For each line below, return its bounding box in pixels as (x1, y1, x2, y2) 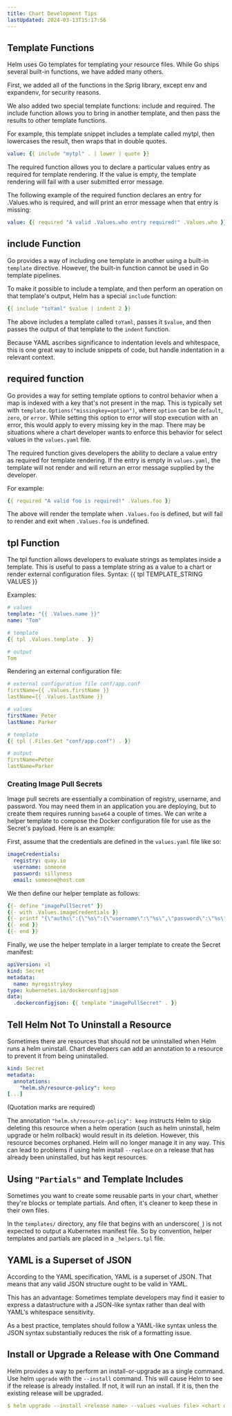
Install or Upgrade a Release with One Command (7, 1348, 220, 1360)
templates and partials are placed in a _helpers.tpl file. (7, 1235, 165, 1243)
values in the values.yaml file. (7, 435, 92, 444)
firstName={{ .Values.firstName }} (7, 687, 110, 694)
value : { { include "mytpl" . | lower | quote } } (7, 150, 150, 157)
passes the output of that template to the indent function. (7, 325, 171, 333)
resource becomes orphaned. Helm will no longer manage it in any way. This (7, 1139, 225, 1147)
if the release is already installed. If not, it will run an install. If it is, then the (7, 1381, 219, 1390)
